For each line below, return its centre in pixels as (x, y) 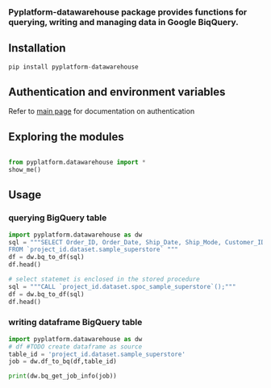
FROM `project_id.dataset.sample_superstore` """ (94, 250)
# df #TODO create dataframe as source (75, 346)
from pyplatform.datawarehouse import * (77, 163)
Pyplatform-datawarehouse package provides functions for (128, 12)
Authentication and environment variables (117, 92)
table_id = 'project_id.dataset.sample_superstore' (97, 354)
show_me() (25, 170)
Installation (37, 48)
